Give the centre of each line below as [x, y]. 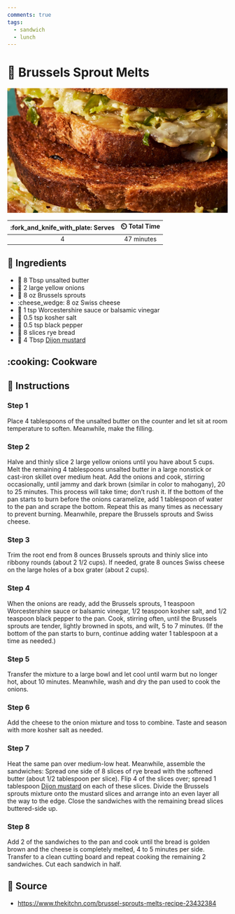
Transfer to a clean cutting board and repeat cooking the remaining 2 [107, 856]
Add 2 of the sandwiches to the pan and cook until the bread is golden [109, 842]
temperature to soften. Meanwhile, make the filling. [80, 428]
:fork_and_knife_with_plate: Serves [63, 227]
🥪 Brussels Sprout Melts [78, 73]
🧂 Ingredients [37, 263]
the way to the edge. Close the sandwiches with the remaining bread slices [115, 801]
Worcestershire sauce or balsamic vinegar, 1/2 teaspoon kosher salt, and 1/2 [117, 611]
